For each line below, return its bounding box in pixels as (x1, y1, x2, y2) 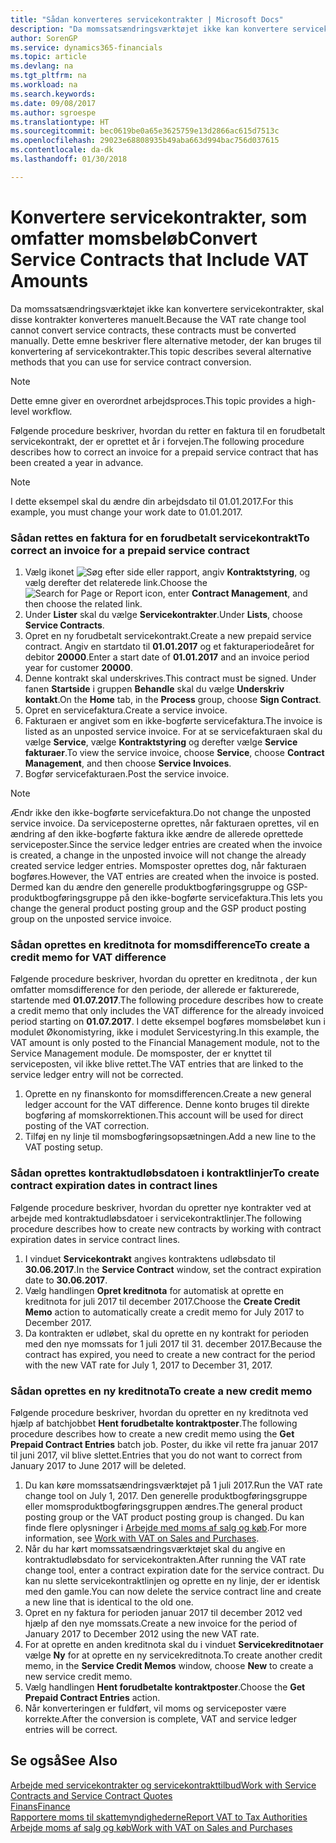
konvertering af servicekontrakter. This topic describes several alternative (10, 345, 312, 357)
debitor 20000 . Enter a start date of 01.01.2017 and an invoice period (24, 651, 310, 663)
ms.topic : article (10, 52, 87, 62)
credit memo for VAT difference (10, 950, 167, 964)
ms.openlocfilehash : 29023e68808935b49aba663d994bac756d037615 (10, 136, 280, 146)
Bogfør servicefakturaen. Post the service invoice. (24, 767, 230, 780)
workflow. (31, 405, 73, 417)
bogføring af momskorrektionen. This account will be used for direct (24, 1109, 304, 1121)
